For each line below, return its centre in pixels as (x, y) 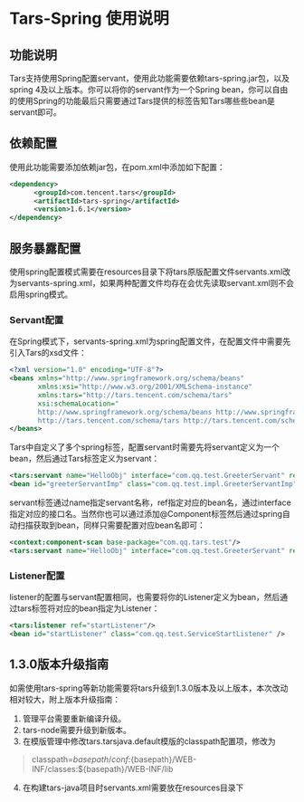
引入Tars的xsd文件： (48, 353)
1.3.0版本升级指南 (59, 665)
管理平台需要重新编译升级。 (74, 718)
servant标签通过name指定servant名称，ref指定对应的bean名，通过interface (150, 502)
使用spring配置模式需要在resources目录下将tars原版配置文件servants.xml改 (150, 272)
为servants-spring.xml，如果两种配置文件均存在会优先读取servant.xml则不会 (152, 283)
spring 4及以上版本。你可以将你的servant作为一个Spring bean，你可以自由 (149, 90)
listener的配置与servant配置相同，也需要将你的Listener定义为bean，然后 (145, 597)
